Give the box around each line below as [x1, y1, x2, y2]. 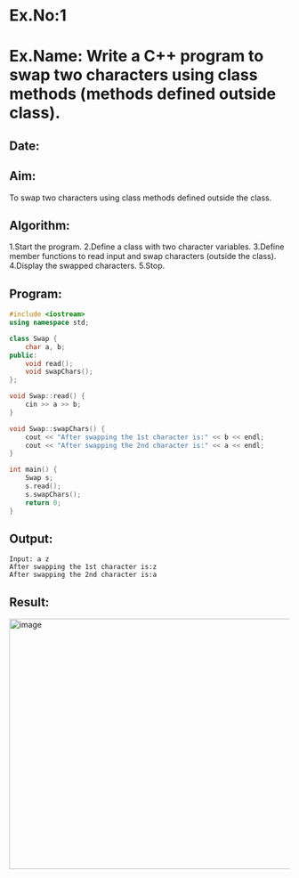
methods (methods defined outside [9, 84, 277, 104]
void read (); [25, 359, 74, 368]
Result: [9, 594, 50, 610]
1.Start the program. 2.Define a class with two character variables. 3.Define [9, 241, 285, 252]
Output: [9, 531, 53, 546]
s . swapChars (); [25, 490, 82, 499]
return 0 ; [25, 498, 62, 508]
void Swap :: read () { [9, 392, 86, 401]
